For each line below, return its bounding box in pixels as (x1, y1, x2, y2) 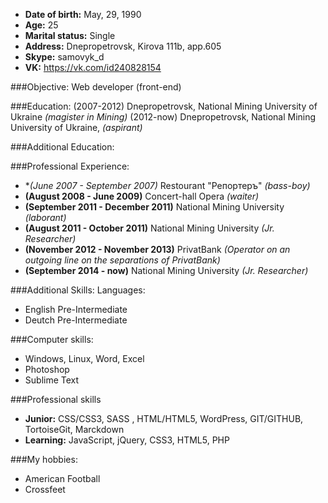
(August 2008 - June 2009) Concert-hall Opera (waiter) (24, 190, 260, 202)
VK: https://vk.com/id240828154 (24, 62, 162, 73)
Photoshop (24, 364, 70, 375)
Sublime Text (24, 374, 80, 386)
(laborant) (24, 212, 67, 223)
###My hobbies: (10, 454, 78, 465)
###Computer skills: (10, 334, 94, 345)
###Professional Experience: (10, 160, 130, 172)
